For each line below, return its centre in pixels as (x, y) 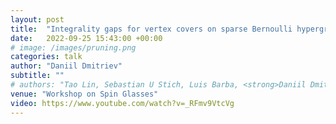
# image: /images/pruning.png (73, 47)
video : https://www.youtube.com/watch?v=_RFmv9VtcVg (122, 103)
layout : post (37, 19)
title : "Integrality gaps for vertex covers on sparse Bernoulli (151, 29)
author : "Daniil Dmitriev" (66, 66)
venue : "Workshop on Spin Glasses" (84, 94)
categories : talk (46, 57)
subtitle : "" (37, 76)
